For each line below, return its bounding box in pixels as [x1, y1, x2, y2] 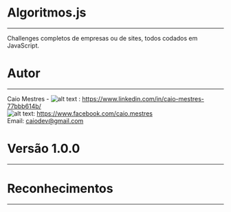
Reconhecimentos [7, 181, 113, 196]
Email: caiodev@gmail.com [7, 116, 84, 125]
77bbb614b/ [7, 102, 41, 110]
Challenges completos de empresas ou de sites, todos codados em [7, 34, 198, 42]
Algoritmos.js [7, 5, 87, 21]
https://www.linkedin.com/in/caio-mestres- [82, 94, 204, 103]
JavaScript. [7, 41, 40, 50]
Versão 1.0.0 [7, 141, 80, 156]
